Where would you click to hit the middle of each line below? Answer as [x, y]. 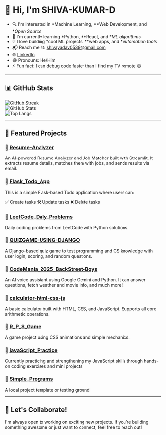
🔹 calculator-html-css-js [35, 298]
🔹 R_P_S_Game [23, 326]
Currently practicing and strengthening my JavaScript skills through [74, 361]
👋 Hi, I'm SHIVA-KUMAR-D [60, 10]
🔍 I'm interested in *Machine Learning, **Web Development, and [80, 24]
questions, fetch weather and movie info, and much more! [64, 285]
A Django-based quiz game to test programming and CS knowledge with [79, 251]
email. [11, 169]
